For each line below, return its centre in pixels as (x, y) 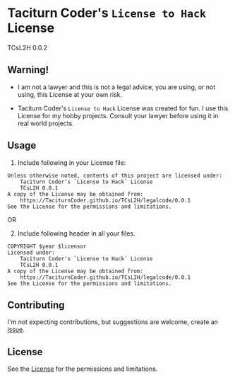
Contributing (36, 305)
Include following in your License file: (72, 162)
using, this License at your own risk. (70, 94)
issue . (16, 330)
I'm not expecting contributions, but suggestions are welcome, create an (113, 322)
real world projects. (46, 123)
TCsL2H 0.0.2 (28, 47)
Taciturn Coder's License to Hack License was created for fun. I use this (123, 108)
